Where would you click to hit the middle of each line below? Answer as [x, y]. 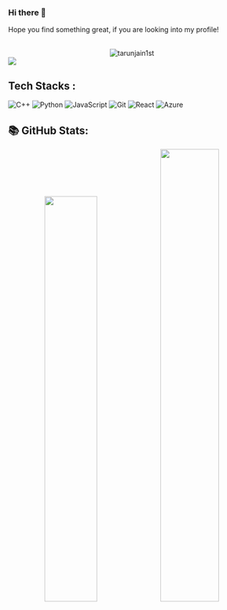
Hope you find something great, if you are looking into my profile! [113, 30]
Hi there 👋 [27, 13]
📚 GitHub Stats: [48, 130]
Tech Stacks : [42, 86]
